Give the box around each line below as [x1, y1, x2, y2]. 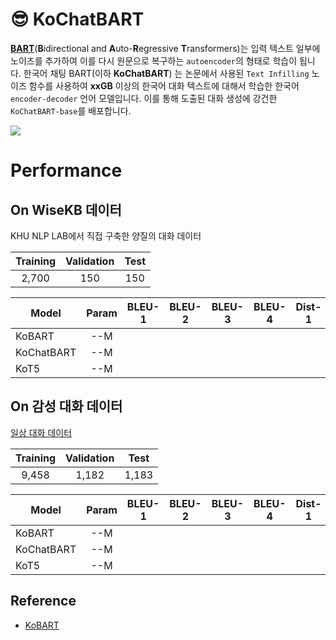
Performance [10, 159, 123, 182]
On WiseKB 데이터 [10, 201, 122, 218]
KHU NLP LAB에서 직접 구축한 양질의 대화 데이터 [10, 229, 202, 242]
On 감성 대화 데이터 [10, 398, 123, 415]
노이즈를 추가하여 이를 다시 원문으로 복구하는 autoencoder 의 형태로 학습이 [10, 54, 298, 67]
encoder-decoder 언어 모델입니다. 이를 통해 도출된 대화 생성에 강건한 [10, 92, 278, 104]
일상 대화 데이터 [10, 426, 73, 438]
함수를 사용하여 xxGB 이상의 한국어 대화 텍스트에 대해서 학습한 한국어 [28, 79, 300, 92]
